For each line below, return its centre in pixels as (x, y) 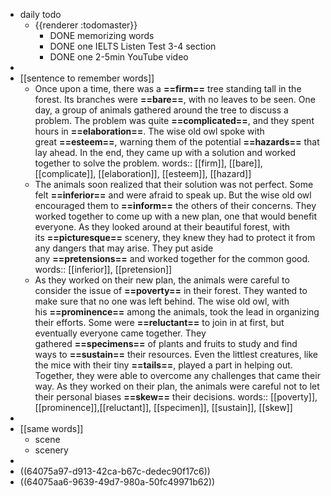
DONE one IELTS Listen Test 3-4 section (133, 46)
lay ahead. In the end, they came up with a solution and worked (165, 152)
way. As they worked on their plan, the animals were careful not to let (177, 386)
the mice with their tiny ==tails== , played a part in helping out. (163, 365)
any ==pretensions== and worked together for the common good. (172, 258)
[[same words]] (51, 428)
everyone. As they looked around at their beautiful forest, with (162, 227)
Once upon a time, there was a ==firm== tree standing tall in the (168, 88)
